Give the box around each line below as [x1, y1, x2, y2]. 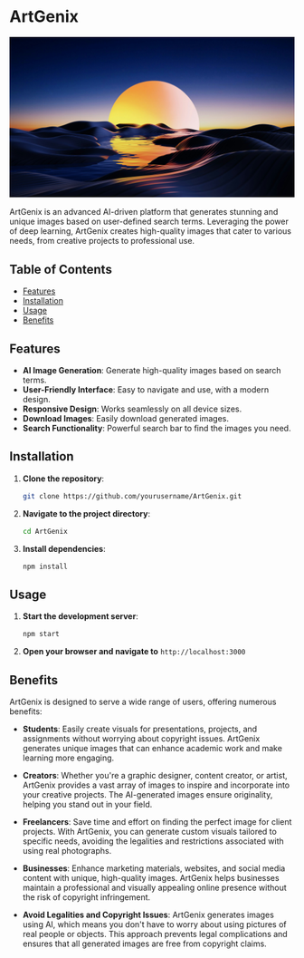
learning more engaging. [22, 752, 115, 763]
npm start [22, 630, 61, 639]
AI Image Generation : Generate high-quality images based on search [22, 365, 282, 376]
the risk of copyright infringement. [22, 892, 151, 903]
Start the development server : [22, 611, 138, 622]
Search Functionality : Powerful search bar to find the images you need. [22, 423, 291, 434]
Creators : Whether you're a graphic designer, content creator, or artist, [22, 770, 288, 780]
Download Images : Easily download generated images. [22, 413, 229, 424]
